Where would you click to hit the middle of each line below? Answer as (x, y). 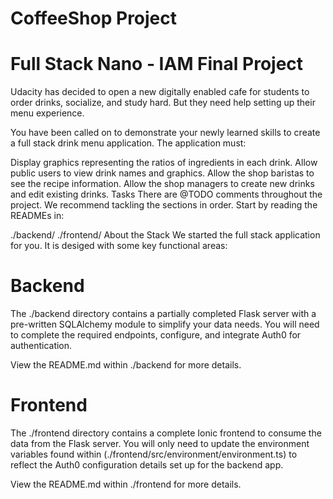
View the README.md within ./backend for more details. (126, 365)
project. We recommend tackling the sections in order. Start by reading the (164, 205)
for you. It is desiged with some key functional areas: (119, 246)
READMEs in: (37, 216)
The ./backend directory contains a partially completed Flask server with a (163, 314)
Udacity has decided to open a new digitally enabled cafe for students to (160, 92)
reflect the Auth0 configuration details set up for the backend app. (147, 465)
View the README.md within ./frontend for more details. (126, 484)
